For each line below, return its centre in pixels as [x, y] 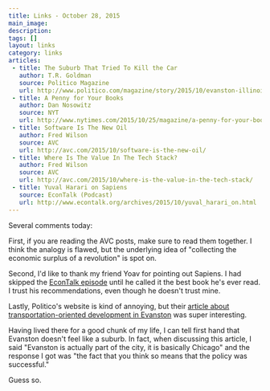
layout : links [32, 46]
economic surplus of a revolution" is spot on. [82, 258]
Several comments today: [51, 225]
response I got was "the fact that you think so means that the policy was [128, 356]
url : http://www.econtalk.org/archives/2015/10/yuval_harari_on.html [138, 202]
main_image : [28, 23]
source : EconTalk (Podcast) [66, 195]
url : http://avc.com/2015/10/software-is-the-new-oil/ [112, 150]
